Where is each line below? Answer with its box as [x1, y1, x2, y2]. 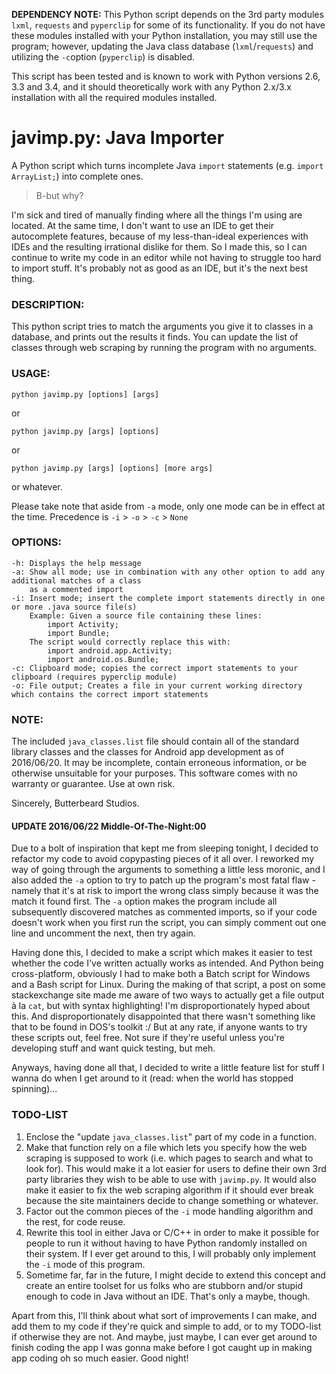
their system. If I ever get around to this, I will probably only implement [25, 1247, 316, 1259]
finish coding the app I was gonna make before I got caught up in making [11, 1341, 313, 1353]
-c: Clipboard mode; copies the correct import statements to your [11, 663, 299, 673]
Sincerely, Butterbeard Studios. [11, 797, 140, 809]
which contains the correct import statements [11, 689, 209, 699]
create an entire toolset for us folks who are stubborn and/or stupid [25, 1279, 304, 1291]
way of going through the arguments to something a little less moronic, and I [11, 864, 326, 876]
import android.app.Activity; [47, 645, 173, 656]
